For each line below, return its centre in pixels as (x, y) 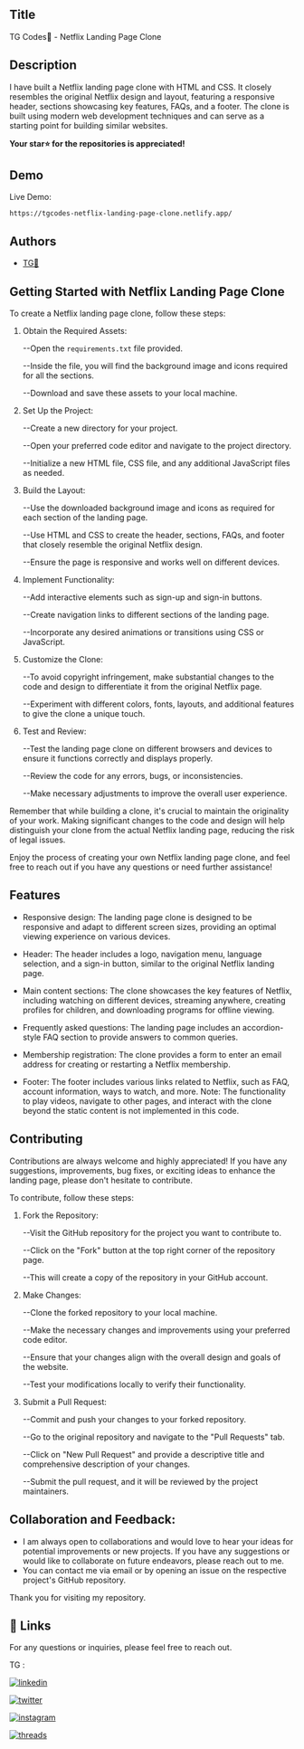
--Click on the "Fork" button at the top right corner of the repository (149, 1250)
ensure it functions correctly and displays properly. (118, 758)
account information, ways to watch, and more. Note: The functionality (154, 1091)
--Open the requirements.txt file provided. (103, 348)
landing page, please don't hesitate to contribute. (101, 1180)
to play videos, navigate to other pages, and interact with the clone (147, 1101)
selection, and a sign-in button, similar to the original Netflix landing (148, 964)
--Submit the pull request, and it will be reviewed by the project (140, 1481)
